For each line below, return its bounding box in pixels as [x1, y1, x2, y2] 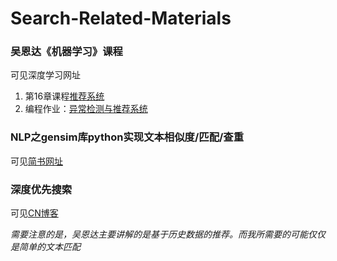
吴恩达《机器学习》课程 [10, 45, 123, 59]
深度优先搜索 [10, 182, 73, 196]
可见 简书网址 [10, 155, 63, 167]
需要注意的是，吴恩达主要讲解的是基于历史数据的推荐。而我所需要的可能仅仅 [10, 228, 326, 241]
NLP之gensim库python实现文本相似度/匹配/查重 [10, 130, 245, 144]
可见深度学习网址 [10, 69, 81, 81]
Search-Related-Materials [10, 7, 232, 30]
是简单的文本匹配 [10, 241, 81, 253]
